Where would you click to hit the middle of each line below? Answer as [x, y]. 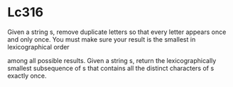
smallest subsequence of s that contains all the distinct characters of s [111, 68]
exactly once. [27, 76]
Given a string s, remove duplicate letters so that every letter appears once [117, 32]
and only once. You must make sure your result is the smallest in [102, 39]
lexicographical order [38, 47]
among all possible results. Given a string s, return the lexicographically [112, 60]
